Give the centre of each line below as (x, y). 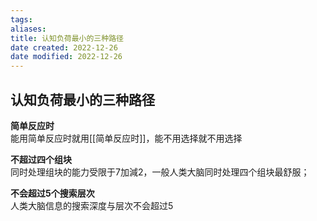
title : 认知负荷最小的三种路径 (67, 38)
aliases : (28, 29)
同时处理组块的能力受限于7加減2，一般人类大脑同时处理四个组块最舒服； (160, 172)
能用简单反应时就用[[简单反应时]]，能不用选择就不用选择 (126, 138)
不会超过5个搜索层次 (52, 193)
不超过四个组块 (41, 159)
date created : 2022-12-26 (64, 47)
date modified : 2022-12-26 (66, 57)
